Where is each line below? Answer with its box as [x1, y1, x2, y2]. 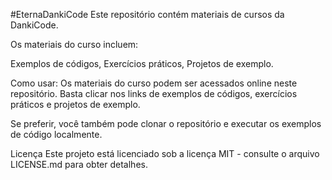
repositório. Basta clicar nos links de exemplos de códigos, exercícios [10, 88, 298, 99]
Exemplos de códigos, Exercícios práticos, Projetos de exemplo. [10, 58, 274, 69]
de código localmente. [10, 129, 103, 140]
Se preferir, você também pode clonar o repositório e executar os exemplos [10, 118, 322, 129]
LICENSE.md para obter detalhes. [10, 159, 148, 170]
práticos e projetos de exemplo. [10, 99, 141, 110]
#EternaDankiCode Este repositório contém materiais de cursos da [10, 9, 285, 20]
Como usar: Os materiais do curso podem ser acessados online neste [10, 77, 298, 89]
